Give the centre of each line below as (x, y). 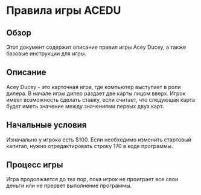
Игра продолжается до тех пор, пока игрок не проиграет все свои (92, 179)
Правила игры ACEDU (64, 11)
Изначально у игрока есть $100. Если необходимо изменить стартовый (99, 140)
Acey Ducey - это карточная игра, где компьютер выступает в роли (94, 87)
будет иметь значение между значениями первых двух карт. (85, 106)
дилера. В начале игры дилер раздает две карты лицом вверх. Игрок (96, 93)
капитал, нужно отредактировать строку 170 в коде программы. (90, 146)
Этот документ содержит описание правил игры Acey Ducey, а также (96, 47)
